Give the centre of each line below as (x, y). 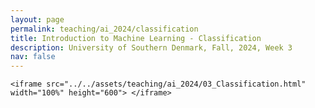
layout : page (37, 19)
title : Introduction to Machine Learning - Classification (136, 38)
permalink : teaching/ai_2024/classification (104, 29)
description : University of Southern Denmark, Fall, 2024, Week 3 (151, 47)
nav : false (33, 57)
